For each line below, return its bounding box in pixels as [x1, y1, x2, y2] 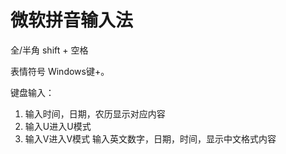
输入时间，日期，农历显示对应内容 [24, 107, 166, 120]
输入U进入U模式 [24, 120, 92, 132]
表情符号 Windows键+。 [10, 65, 110, 77]
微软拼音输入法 [10, 9, 134, 32]
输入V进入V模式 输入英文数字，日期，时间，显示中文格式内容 [24, 132, 277, 145]
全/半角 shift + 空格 [10, 44, 89, 56]
